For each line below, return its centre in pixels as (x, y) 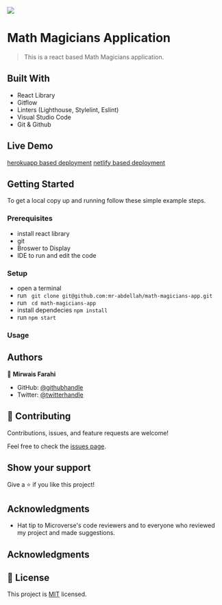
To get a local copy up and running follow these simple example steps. (107, 201)
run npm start (36, 317)
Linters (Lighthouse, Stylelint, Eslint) (68, 109)
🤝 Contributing (39, 416)
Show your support (49, 467)
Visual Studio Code (44, 117)
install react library (43, 233)
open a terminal (39, 288)
